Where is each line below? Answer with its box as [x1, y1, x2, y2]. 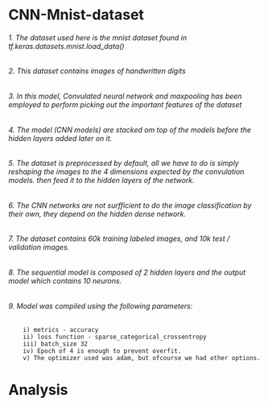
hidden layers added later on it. [8, 133, 113, 143]
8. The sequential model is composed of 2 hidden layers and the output [8, 267, 246, 277]
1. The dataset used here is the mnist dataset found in [8, 32, 188, 42]
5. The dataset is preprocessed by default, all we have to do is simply [8, 159, 239, 168]
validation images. [8, 242, 70, 252]
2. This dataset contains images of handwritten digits [8, 66, 187, 76]
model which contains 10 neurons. [8, 276, 122, 286]
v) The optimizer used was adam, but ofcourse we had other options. [23, 354, 262, 362]
